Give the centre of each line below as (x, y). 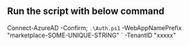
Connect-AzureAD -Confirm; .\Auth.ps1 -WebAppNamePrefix (94, 27)
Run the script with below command (86, 11)
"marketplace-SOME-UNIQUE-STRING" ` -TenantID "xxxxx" (92, 35)
